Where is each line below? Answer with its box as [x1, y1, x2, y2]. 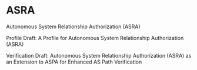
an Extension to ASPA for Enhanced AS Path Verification [6, 58, 142, 65]
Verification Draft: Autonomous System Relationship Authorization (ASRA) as [6, 52, 192, 59]
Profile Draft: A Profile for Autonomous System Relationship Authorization [6, 34, 184, 41]
